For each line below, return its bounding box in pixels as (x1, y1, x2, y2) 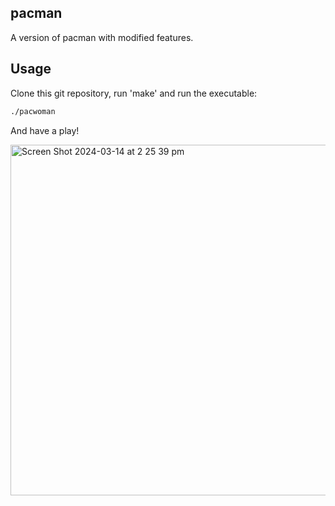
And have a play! (10, 124, 80, 136)
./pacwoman (10, 106, 56, 116)
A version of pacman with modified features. (10, 31, 194, 43)
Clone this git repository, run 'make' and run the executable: (10, 87, 258, 99)
